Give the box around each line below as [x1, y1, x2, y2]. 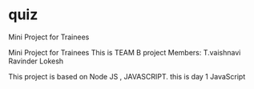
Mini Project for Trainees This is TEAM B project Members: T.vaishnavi [8, 47, 241, 57]
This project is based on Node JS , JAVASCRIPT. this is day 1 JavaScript [8, 71, 246, 81]
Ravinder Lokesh [8, 56, 64, 66]
